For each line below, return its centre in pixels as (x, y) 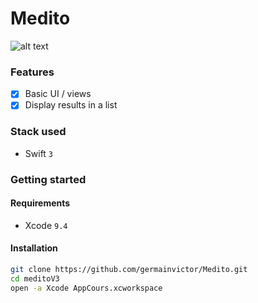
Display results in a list (71, 105)
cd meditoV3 (35, 278)
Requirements (40, 203)
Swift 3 (39, 153)
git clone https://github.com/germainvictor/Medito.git (129, 269)
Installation (34, 248)
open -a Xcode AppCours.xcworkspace (86, 288)
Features (32, 72)
